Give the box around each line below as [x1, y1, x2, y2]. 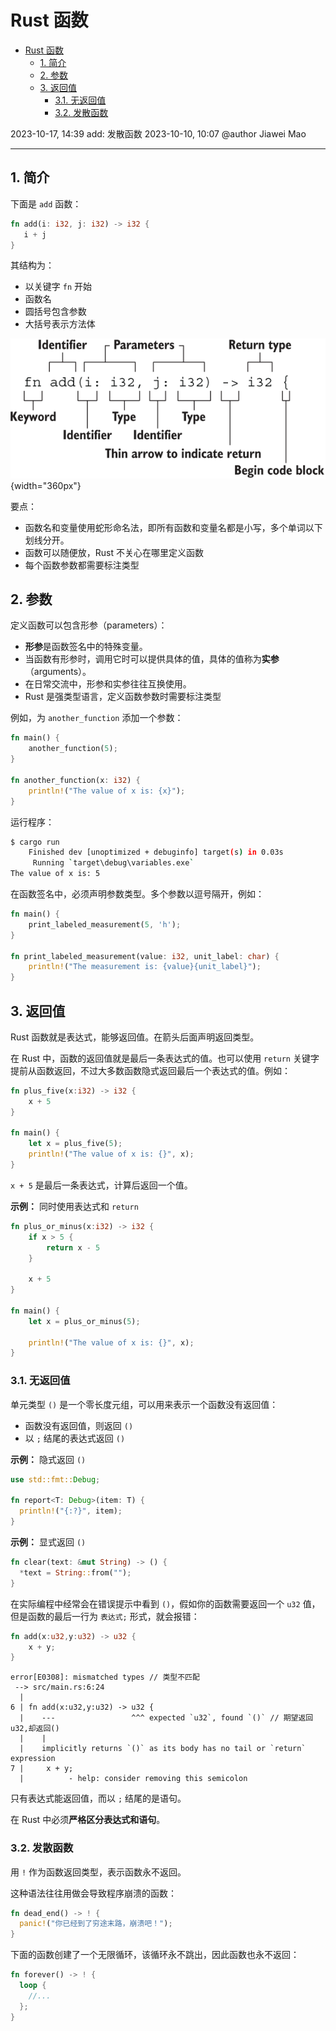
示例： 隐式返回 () [10, 1453, 87, 1465]
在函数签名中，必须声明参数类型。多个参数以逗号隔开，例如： [10, 888, 265, 900]
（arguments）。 [24, 666, 92, 678]
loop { [19, 1981, 47, 1991]
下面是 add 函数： [10, 197, 82, 210]
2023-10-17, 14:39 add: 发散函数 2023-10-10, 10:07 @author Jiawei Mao [10, 127, 307, 140]
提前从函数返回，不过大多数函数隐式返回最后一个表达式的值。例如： [10, 1064, 291, 1076]
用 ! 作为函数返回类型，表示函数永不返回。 [10, 1866, 187, 1878]
